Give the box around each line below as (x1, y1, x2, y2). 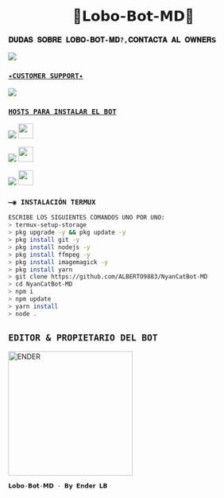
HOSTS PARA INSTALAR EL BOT (8, 107, 117, 116)
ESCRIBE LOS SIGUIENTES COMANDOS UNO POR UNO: (8, 214, 165, 222)
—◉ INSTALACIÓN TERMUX (8, 198, 96, 206)
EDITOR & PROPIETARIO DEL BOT (8, 332, 158, 344)
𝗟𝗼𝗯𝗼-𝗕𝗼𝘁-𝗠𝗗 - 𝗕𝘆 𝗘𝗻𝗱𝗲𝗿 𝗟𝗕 (8, 482, 108, 490)
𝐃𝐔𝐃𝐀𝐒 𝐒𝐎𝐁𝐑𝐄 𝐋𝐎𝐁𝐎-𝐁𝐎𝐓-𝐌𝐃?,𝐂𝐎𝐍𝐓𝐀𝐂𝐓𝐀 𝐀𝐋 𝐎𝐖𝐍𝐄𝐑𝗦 (8, 36, 217, 45)
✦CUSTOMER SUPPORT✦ (8, 72, 83, 80)
